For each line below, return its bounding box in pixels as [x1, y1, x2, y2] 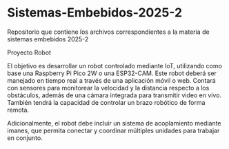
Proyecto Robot [7, 48, 52, 57]
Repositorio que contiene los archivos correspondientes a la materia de [7, 28, 210, 36]
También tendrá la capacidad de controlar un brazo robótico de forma [7, 98, 206, 106]
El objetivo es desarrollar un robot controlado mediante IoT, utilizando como [7, 61, 223, 70]
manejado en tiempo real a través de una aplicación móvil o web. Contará [7, 76, 216, 84]
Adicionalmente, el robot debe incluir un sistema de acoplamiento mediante [7, 119, 222, 127]
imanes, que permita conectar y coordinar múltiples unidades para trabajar [7, 126, 220, 135]
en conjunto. [7, 133, 43, 142]
